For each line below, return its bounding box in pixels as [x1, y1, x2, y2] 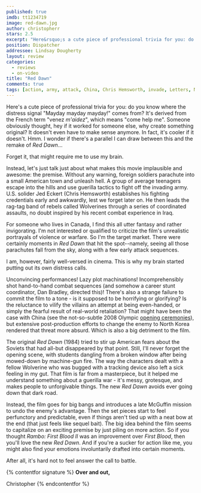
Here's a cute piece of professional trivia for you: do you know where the [6, 103, 187, 110]
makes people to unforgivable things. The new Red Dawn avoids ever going [6, 383, 193, 390]
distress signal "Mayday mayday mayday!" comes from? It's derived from [6, 109, 187, 117]
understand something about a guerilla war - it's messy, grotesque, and [6, 376, 182, 383]
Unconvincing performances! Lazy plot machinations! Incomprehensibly [6, 276, 184, 283]
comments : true [6, 81, 44, 87]
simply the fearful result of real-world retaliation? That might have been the [6, 307, 191, 314]
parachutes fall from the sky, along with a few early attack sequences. [6, 246, 179, 253]
